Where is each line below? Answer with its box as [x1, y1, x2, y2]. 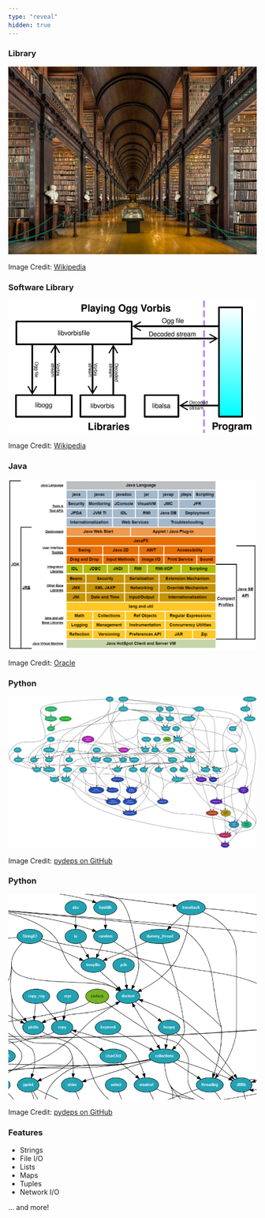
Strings [19, 1145, 43, 1155]
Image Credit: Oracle [8, 658, 76, 667]
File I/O [19, 1153, 43, 1163]
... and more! [8, 1202, 50, 1212]
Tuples [19, 1179, 42, 1188]
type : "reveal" [8, 13, 58, 21]
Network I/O [19, 1187, 60, 1197]
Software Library [8, 282, 74, 293]
